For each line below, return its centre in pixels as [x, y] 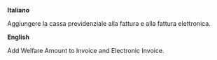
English [19, 37]
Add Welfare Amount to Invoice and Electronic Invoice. [86, 51]
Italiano [19, 10]
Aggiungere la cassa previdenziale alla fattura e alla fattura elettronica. [109, 23]
